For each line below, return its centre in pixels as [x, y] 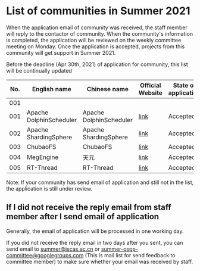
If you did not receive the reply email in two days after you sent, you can [95, 242]
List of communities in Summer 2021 [98, 11]
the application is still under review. [49, 188]
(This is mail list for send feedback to [130, 255]
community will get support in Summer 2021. [61, 52]
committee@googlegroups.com [45, 255]
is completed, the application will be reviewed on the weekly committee [94, 40]
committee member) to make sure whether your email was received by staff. [100, 261]
